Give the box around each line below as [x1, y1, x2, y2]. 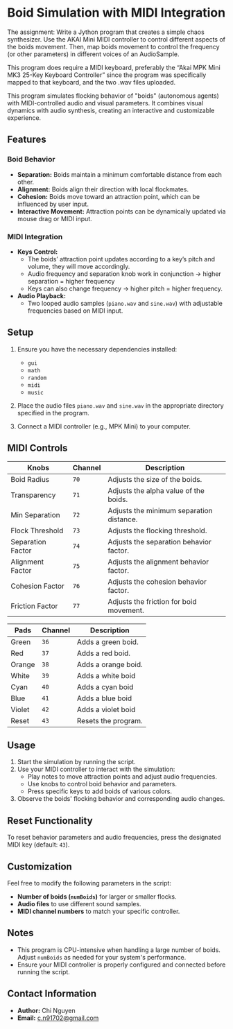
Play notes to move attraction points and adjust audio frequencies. [27, 772, 217, 781]
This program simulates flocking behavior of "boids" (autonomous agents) [7, 92, 220, 100]
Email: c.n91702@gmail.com [17, 1014, 99, 1022]
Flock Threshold [10, 526, 64, 535]
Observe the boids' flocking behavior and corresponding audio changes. [17, 795, 225, 803]
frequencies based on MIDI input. [27, 306, 123, 315]
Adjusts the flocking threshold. [107, 526, 207, 535]
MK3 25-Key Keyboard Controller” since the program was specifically [7, 71, 207, 79]
